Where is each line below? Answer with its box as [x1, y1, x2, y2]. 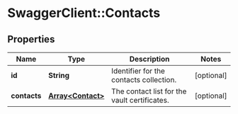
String [48, 71, 69, 80]
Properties [7, 33, 55, 45]
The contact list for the [110, 86, 187, 96]
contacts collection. [110, 75, 177, 84]
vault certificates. [110, 96, 169, 105]
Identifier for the [110, 66, 165, 76]
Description [129, 55, 170, 64]
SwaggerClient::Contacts [7, 5, 161, 21]
